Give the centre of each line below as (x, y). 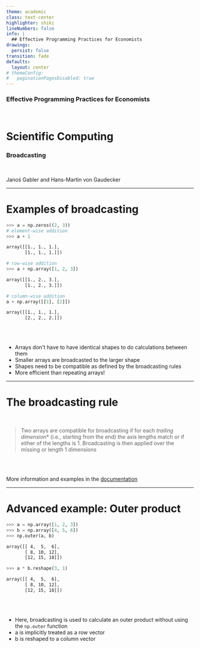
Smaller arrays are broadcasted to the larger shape (77, 360)
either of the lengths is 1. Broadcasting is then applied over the (97, 443)
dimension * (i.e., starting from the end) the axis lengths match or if (102, 437)
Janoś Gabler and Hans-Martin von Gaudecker (63, 179)
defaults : (18, 62)
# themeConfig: (25, 73)
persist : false (30, 51)
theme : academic (26, 12)
